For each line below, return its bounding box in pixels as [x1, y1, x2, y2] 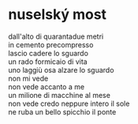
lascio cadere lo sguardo [8, 48, 89, 58]
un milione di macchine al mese [8, 90, 110, 100]
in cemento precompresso [8, 39, 94, 49]
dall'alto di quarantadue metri [8, 32, 104, 41]
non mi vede [8, 73, 49, 83]
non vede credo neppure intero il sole [8, 99, 130, 108]
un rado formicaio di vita [8, 57, 88, 66]
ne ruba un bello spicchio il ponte [8, 107, 117, 116]
